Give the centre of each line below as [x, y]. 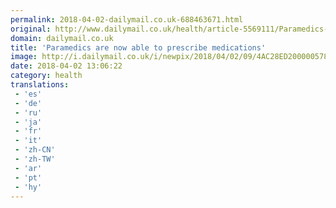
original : [31, 29]
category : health [46, 76]
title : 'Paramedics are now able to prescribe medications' [138, 47]
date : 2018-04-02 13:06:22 [66, 66]
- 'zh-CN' [35, 150]
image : [24, 57]
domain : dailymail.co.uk [62, 38]
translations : [40, 85]
